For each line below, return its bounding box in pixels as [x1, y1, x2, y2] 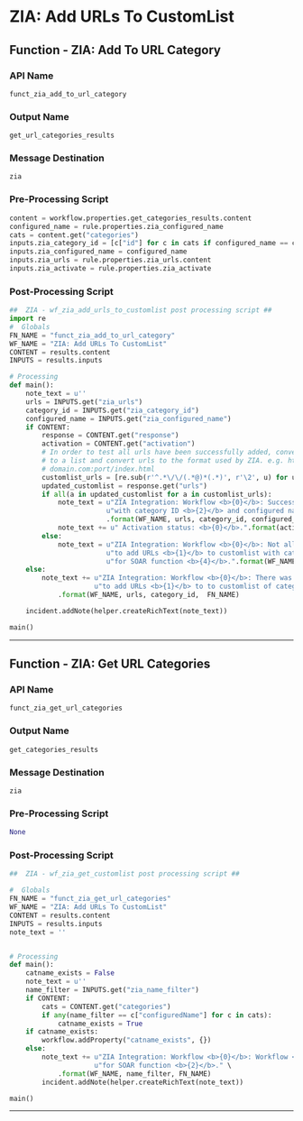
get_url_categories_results [9, 131, 115, 141]
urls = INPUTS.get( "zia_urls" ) [25, 397, 143, 407]
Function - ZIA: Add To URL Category [9, 42, 222, 58]
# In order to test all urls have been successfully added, [41, 448, 272, 457]
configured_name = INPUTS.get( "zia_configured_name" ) [25, 414, 232, 423]
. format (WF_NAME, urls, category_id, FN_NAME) [57, 591, 241, 600]
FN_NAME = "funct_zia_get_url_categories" [9, 895, 171, 904]
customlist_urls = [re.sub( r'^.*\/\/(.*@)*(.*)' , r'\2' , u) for [41, 473, 289, 482]
